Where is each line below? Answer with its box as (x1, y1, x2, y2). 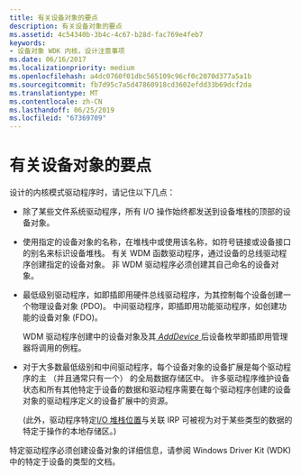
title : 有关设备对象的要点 (9, 13, 99, 23)
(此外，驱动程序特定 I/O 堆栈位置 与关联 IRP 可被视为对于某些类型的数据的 (22, 415, 293, 425)
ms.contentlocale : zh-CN (9, 96, 103, 106)
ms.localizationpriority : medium (9, 64, 135, 73)
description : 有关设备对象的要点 (9, 22, 123, 31)
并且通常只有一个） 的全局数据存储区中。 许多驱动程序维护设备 (56, 373, 290, 384)
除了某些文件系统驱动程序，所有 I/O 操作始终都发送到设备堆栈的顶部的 (22, 206, 284, 217)
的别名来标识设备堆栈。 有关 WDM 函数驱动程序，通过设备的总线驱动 (22, 248, 279, 259)
